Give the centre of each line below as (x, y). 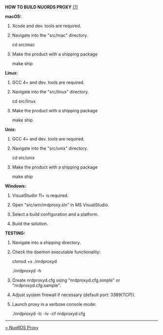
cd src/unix (23, 158)
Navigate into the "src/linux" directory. (50, 92)
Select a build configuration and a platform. (55, 214)
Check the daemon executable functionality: (56, 252)
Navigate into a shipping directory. (46, 242)
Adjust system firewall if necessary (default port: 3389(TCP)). (74, 295)
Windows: (16, 186)
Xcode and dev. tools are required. (47, 26)
